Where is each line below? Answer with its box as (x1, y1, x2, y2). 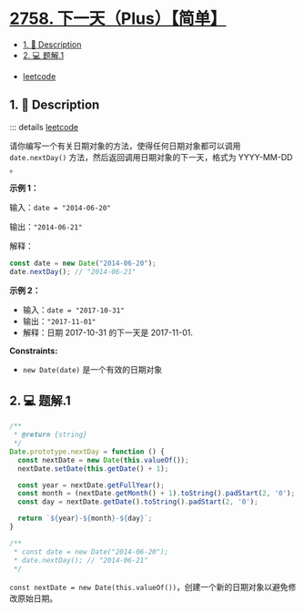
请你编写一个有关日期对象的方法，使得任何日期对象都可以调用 (9, 140, 241, 151)
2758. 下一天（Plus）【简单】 (9, 8, 227, 29)
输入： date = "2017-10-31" (22, 304, 125, 315)
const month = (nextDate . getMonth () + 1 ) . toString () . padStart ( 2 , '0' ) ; (17, 489, 296, 498)
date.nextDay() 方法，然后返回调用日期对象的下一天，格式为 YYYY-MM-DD (9, 151, 293, 162)
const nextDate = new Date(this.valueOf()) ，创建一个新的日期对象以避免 (9, 582, 289, 593)
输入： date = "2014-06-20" (9, 201, 112, 212)
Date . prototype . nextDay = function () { (9, 447, 166, 456)
